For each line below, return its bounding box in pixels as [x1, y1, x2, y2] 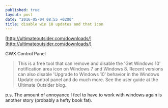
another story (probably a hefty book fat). [5, 97, 93, 103]
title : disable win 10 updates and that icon [5, 21, 103, 27]
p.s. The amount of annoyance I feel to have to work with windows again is [5, 92, 162, 98]
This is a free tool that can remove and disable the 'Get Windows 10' [17, 60, 161, 66]
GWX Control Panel [5, 51, 46, 57]
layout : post [5, 12, 33, 17]
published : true [5, 7, 40, 13]
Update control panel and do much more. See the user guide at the [17, 77, 158, 83]
